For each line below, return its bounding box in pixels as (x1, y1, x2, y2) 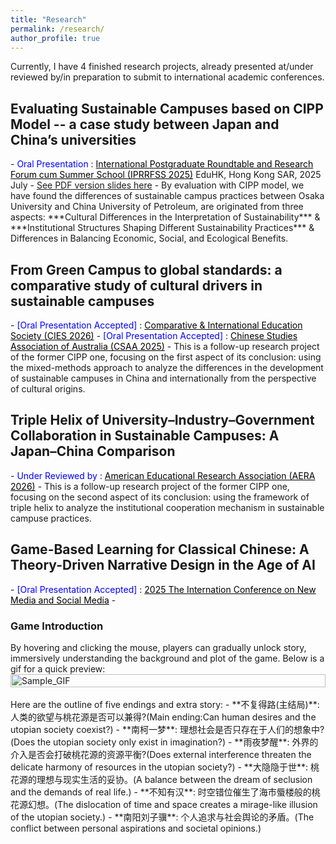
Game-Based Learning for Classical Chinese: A (10, 541, 310, 558)
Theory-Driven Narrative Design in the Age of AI (10, 557, 316, 574)
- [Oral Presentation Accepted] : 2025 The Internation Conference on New (10, 583, 317, 595)
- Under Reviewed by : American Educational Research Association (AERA (10, 469, 316, 481)
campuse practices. (10, 512, 92, 524)
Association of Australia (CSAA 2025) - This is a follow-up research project (10, 341, 320, 352)
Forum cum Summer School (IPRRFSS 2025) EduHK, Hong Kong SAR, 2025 (10, 169, 322, 181)
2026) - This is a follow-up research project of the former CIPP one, (10, 480, 290, 492)
